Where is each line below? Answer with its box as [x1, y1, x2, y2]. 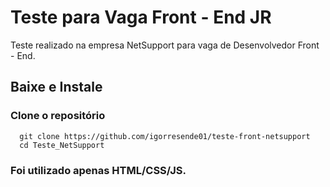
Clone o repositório [10, 109, 106, 123]
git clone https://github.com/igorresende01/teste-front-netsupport [19, 131, 311, 141]
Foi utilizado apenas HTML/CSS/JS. [10, 163, 187, 177]
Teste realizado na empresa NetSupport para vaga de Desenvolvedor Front [10, 39, 320, 51]
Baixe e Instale [10, 79, 103, 96]
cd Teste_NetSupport [19, 140, 105, 150]
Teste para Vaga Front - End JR [10, 6, 272, 29]
